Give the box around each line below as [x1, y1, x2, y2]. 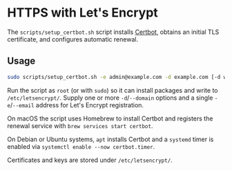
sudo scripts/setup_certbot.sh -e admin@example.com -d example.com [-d [7, 73, 221, 80]
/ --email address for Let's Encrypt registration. [10, 100, 144, 109]
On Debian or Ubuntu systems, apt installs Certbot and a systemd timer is [7, 135, 214, 143]
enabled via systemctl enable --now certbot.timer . [7, 142, 155, 150]
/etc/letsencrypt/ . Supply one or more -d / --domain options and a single [7, 93, 213, 102]
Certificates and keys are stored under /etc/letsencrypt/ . [7, 156, 173, 164]
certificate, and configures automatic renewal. [7, 35, 139, 43]
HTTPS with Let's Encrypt [7, 5, 159, 21]
